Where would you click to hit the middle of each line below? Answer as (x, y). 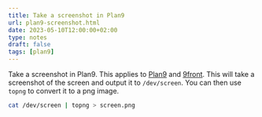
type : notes (28, 37)
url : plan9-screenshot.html (54, 23)
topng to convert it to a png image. (64, 91)
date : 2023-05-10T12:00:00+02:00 (63, 30)
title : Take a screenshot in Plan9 (66, 15)
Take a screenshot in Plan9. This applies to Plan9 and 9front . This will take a (131, 74)
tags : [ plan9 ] (31, 52)
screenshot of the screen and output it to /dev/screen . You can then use (125, 82)
